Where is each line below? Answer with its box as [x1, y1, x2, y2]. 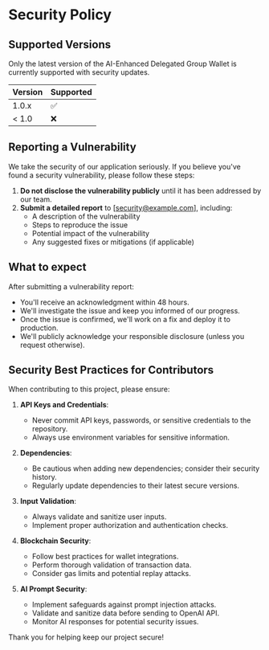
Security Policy [8, 6, 112, 24]
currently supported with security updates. [8, 67, 150, 77]
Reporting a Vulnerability [8, 141, 137, 154]
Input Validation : [19, 497, 76, 506]
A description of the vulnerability [31, 211, 141, 221]
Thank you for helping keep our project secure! [8, 632, 165, 642]
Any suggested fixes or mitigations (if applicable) [31, 237, 195, 247]
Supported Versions [8, 38, 111, 51]
